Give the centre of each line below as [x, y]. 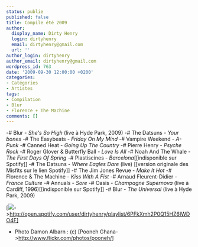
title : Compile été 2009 [37, 22]
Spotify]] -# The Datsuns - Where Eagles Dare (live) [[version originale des [98, 164]
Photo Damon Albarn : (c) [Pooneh [56, 232]
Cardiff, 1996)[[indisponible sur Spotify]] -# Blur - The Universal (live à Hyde [99, 189]
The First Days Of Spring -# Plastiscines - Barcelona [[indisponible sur [91, 158]
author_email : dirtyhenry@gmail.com [51, 61]
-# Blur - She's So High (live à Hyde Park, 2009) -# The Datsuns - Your [92, 133]
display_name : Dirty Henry [45, 34]
